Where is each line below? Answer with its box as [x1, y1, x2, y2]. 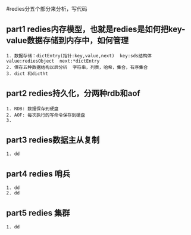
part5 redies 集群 [6, 208, 70, 218]
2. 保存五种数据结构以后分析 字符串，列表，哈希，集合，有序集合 [6, 64, 148, 70]
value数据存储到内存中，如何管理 [6, 35, 129, 46]
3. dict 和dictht [6, 70, 49, 76]
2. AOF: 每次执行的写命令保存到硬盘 [6, 112, 85, 118]
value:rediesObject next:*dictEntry [6, 58, 100, 64]
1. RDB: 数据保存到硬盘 [6, 106, 59, 112]
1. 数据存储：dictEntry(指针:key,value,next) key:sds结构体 [6, 52, 152, 58]
